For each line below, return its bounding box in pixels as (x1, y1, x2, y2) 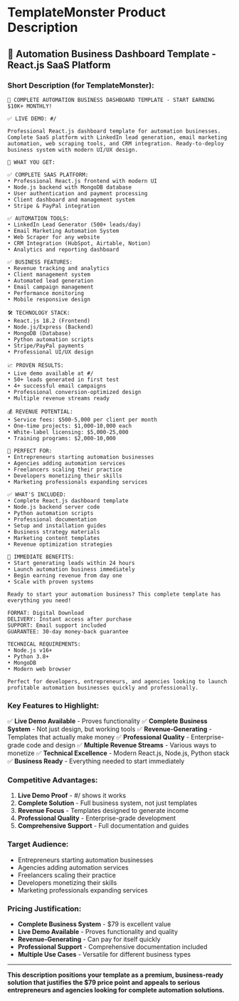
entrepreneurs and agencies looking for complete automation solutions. (7, 986, 225, 995)
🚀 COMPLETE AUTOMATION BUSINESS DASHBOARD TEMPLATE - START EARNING (7, 96, 215, 103)
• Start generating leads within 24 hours (7, 559, 135, 566)
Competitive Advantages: (7, 775, 98, 785)
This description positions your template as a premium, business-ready (7, 970, 224, 980)
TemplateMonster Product (7, 4, 166, 21)
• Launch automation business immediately (7, 566, 135, 573)
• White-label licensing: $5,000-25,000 (7, 428, 129, 435)
